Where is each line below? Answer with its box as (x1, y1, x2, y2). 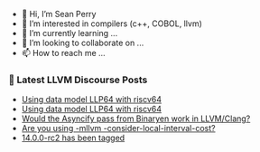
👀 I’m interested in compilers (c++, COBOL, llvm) (21, 18, 202, 29)
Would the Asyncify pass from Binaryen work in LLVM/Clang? (21, 113, 251, 124)
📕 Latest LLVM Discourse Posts (8, 73, 148, 86)
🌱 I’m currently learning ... (21, 28, 118, 38)
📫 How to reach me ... (21, 48, 106, 58)
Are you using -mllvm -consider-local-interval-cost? (21, 123, 216, 134)
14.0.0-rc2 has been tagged (21, 132, 125, 144)
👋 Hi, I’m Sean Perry (21, 9, 97, 19)
